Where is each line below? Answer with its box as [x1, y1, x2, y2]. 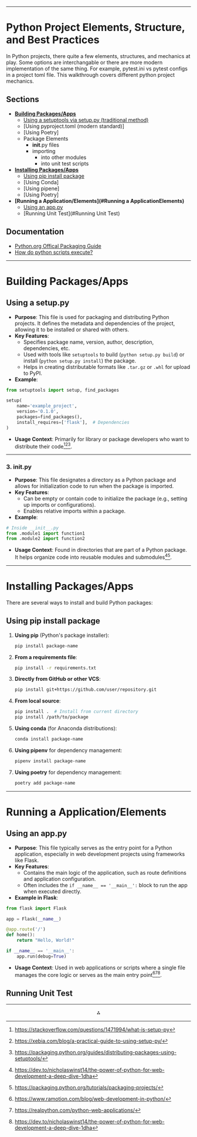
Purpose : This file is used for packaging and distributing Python [14, 313, 169, 320]
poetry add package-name [14, 780, 76, 786]
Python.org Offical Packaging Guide [14, 242, 101, 249]
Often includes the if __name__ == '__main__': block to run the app [23, 881, 188, 888]
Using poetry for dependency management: [14, 769, 122, 776]
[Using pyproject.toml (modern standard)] [23, 123, 125, 130]
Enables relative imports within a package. [23, 507, 126, 514]
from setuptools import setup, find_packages [6, 387, 119, 393]
